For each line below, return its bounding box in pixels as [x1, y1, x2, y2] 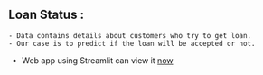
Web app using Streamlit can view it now [21, 54, 174, 66]
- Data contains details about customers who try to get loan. [8, 31, 252, 40]
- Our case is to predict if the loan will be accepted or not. [8, 39, 256, 48]
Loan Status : [8, 7, 85, 23]
